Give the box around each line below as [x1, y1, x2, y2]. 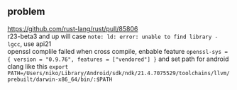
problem [7, 6, 45, 18]
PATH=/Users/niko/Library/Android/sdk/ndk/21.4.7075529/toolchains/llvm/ [7, 69, 231, 77]
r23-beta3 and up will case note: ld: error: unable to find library [7, 32, 212, 40]
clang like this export [7, 62, 69, 70]
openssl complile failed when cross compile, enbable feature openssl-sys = [7, 47, 228, 55]
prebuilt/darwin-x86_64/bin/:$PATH [7, 76, 113, 83]
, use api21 [20, 39, 52, 48]
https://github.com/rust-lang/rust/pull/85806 [7, 24, 138, 33]
